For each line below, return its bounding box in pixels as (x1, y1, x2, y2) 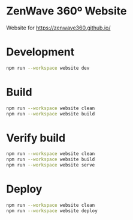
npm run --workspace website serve (6, 162, 95, 168)
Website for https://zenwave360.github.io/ (6, 24, 111, 31)
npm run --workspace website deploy (6, 207, 98, 214)
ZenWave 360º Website (6, 4, 127, 18)
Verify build (6, 131, 66, 145)
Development (6, 45, 75, 59)
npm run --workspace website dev (6, 65, 90, 71)
